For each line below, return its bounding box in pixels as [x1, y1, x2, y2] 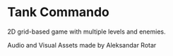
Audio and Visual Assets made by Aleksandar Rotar [7, 41, 157, 49]
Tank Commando [7, 4, 109, 20]
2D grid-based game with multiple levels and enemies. [7, 27, 166, 36]
